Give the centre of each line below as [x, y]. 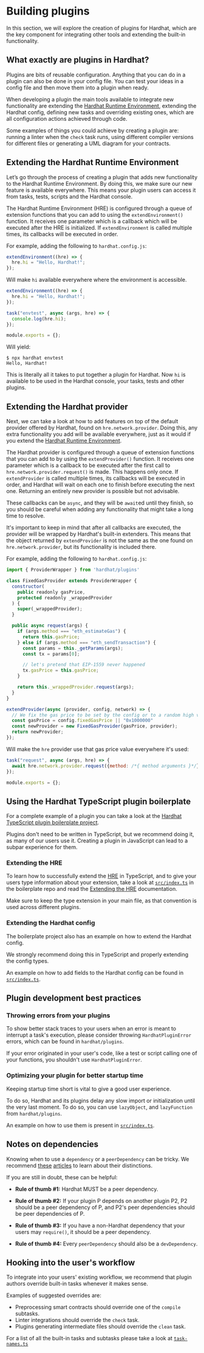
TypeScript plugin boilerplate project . [53, 823]
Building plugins [48, 11]
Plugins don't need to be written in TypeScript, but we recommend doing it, [100, 834]
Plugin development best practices [74, 998]
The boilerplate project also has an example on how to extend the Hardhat [99, 936]
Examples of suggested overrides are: [54, 1295]
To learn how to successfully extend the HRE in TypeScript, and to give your [101, 876]
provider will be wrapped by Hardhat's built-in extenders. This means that [99, 534]
